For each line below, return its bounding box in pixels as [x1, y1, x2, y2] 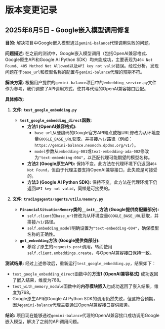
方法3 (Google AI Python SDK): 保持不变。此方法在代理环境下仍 [27, 179, 158, 185]
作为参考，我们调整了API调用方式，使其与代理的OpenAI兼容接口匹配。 [5, 86, 149, 92]
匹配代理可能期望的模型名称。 [91, 155, 153, 160]
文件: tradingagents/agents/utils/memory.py [12, 196, 104, 202]
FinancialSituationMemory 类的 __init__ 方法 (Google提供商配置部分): [19, 207, 159, 212]
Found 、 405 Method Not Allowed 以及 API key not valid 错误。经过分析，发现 [5, 63, 159, 68]
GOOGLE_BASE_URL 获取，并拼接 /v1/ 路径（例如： [39, 136, 133, 142]
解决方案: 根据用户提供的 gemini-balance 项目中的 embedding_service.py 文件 [5, 80, 157, 85]
